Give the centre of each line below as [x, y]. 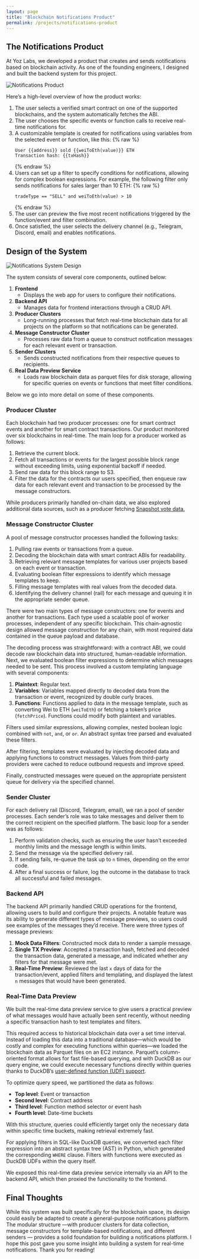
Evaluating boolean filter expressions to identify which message [92, 574]
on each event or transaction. [51, 568]
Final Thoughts [35, 1198]
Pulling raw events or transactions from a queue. [74, 549]
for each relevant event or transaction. [70, 345]
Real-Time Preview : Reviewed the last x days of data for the [88, 968]
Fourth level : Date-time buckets [54, 1113]
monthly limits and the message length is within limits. [80, 847]
